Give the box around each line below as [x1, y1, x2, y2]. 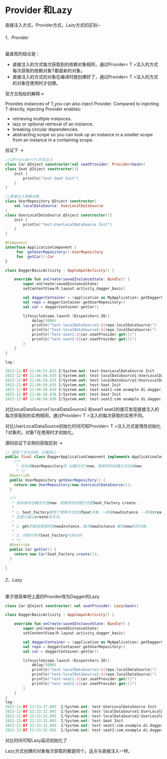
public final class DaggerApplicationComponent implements [5, 454, 130, 459]
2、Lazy [5, 577, 22, 583]
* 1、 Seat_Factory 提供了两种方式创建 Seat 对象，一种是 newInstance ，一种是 [11, 510, 153, 515]
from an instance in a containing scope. [12, 137, 93, 143]
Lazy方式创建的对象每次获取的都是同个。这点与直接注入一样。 [5, 748, 133, 754]
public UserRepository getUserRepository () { [9, 477, 106, 482]
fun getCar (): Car [16, 254, 55, 259]
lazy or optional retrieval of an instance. [12, 121, 94, 127]
